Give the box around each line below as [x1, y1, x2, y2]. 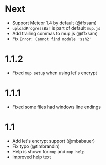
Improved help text [12, 154, 51, 160]
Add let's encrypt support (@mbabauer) [12, 138, 95, 144]
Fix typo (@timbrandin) [12, 143, 60, 149]
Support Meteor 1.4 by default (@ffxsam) [12, 20, 97, 26]
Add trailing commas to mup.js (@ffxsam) [12, 30, 98, 36]
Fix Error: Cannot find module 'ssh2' [12, 36, 92, 42]
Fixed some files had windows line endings [12, 104, 101, 110]
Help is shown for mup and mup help [12, 148, 85, 154]
